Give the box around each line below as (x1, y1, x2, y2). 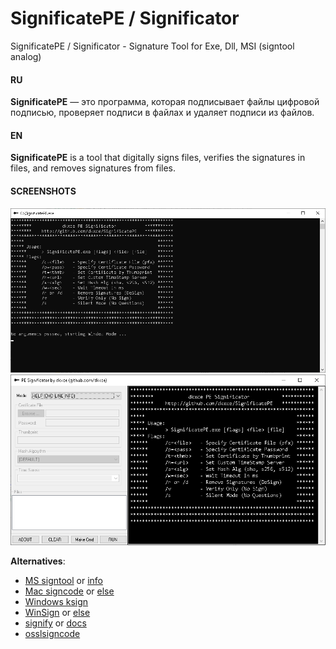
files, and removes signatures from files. (10, 162, 177, 174)
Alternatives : (10, 555, 66, 567)
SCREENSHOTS (10, 185, 77, 197)
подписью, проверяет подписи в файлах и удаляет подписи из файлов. (10, 107, 315, 119)
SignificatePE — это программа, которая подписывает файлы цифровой (10, 96, 320, 108)
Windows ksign (24, 596, 89, 608)
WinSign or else (24, 607, 91, 619)
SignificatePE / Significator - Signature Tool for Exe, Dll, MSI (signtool (10, 40, 295, 52)
